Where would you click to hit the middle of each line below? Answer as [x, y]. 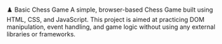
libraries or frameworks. [41, 34]
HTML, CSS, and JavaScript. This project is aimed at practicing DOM [105, 20]
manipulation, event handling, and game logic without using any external [111, 27]
